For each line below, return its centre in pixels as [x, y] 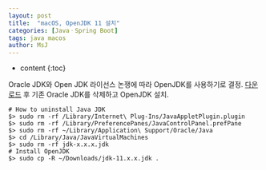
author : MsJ [28, 45]
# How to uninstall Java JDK [57, 110]
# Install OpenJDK [39, 152]
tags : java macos [37, 38]
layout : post [30, 16]
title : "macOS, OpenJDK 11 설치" [64, 23]
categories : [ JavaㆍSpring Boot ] [63, 30]
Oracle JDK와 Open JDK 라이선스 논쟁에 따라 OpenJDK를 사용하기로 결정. [126, 85]
